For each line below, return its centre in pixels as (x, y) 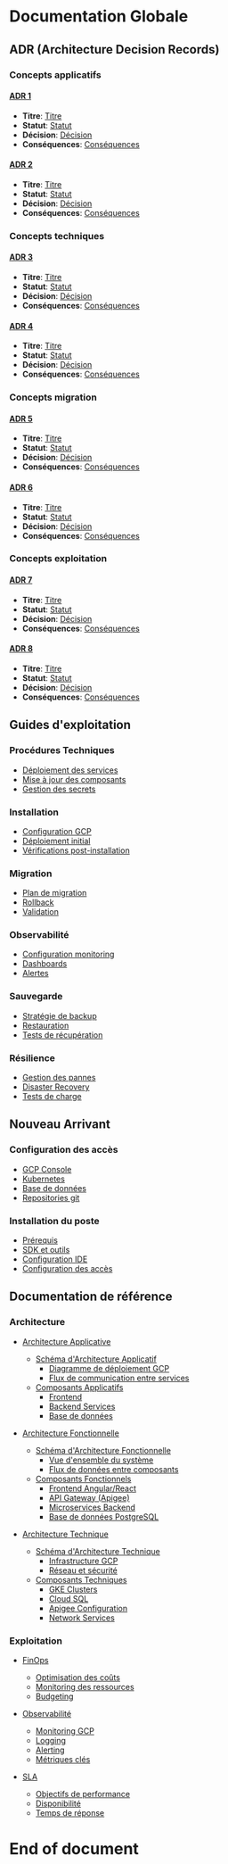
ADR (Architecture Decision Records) (114, 50)
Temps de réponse (70, 1813)
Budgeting (54, 1696)
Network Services (82, 1618)
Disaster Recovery (56, 1087)
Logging (51, 1741)
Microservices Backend (92, 1507)
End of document (74, 1849)
